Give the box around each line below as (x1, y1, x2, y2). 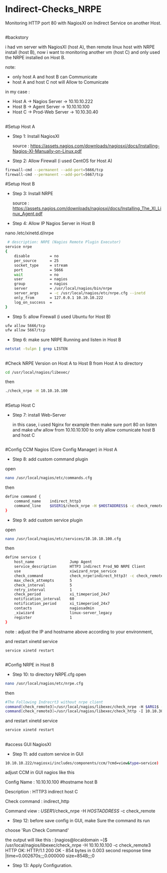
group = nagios (14, 281, 68, 287)
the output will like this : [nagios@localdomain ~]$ (5, 837, 108, 843)
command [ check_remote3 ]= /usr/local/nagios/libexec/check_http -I (5, 709, 143, 714)
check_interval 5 (14, 582, 72, 588)
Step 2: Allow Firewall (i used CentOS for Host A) (12, 158, 113, 164)
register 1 (14, 615, 72, 620)
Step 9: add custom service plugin (12, 517, 83, 523)
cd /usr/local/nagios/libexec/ (5, 370, 70, 375)
